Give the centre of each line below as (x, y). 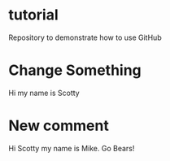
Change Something (75, 70)
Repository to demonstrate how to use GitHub (85, 37)
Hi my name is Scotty (44, 93)
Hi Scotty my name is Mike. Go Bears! (72, 148)
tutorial (33, 15)
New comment (59, 126)
